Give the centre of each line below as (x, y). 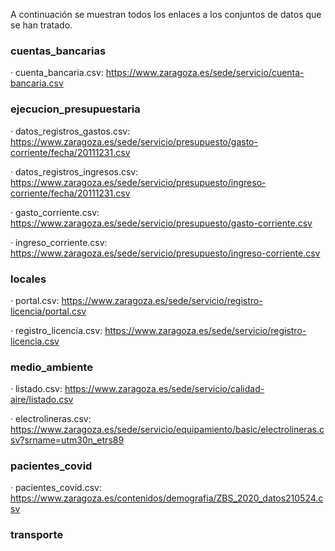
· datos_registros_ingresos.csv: (74, 171)
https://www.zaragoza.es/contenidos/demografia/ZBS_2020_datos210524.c (167, 498)
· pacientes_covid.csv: (56, 488)
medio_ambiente (51, 367)
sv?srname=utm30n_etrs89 (67, 440)
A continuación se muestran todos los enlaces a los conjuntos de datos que (166, 14)
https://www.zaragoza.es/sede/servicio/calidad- (164, 389)
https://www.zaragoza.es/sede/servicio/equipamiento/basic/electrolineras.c (167, 430)
